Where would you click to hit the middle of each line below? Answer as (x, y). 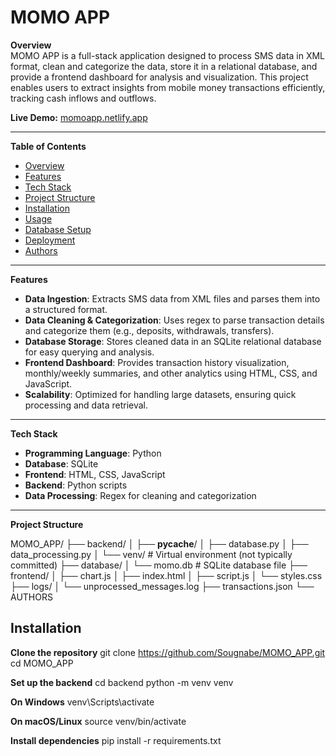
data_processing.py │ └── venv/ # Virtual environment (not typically (151, 554)
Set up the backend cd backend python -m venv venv (122, 682)
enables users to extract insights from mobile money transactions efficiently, (168, 87)
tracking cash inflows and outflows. (83, 98)
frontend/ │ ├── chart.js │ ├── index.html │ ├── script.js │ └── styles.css (166, 575)
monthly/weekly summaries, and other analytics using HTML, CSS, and (171, 373)
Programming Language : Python (93, 453)
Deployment (50, 240)
